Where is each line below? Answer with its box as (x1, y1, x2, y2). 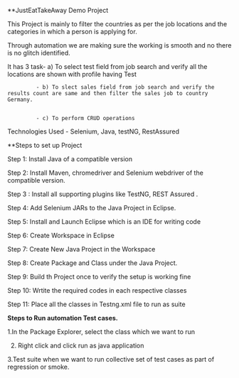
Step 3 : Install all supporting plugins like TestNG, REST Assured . (7, 190, 198, 198)
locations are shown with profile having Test (7, 70, 137, 78)
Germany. (7, 96, 33, 103)
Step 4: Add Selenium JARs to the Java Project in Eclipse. (7, 204, 176, 212)
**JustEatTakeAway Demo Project (7, 6, 109, 14)
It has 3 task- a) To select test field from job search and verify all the (7, 63, 208, 70)
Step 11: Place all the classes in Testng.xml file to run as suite (7, 300, 186, 308)
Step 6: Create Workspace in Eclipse (7, 231, 115, 239)
